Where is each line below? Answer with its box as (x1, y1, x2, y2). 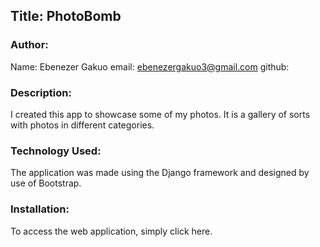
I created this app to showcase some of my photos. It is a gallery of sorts (10, 108, 311, 120)
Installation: (10, 202, 70, 216)
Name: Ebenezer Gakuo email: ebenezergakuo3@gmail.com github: (10, 60, 290, 73)
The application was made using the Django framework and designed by (10, 167, 310, 179)
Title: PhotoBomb (10, 8, 122, 25)
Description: (10, 85, 72, 99)
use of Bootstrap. (10, 177, 82, 189)
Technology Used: (10, 144, 102, 158)
